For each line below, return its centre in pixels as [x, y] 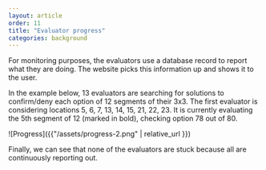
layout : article [35, 16]
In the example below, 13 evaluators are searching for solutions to [116, 93]
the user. [23, 77]
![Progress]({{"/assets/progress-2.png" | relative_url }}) [99, 134]
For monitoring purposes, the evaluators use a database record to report [128, 61]
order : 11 [25, 23]
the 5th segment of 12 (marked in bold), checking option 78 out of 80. [123, 119]
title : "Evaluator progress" [57, 30]
